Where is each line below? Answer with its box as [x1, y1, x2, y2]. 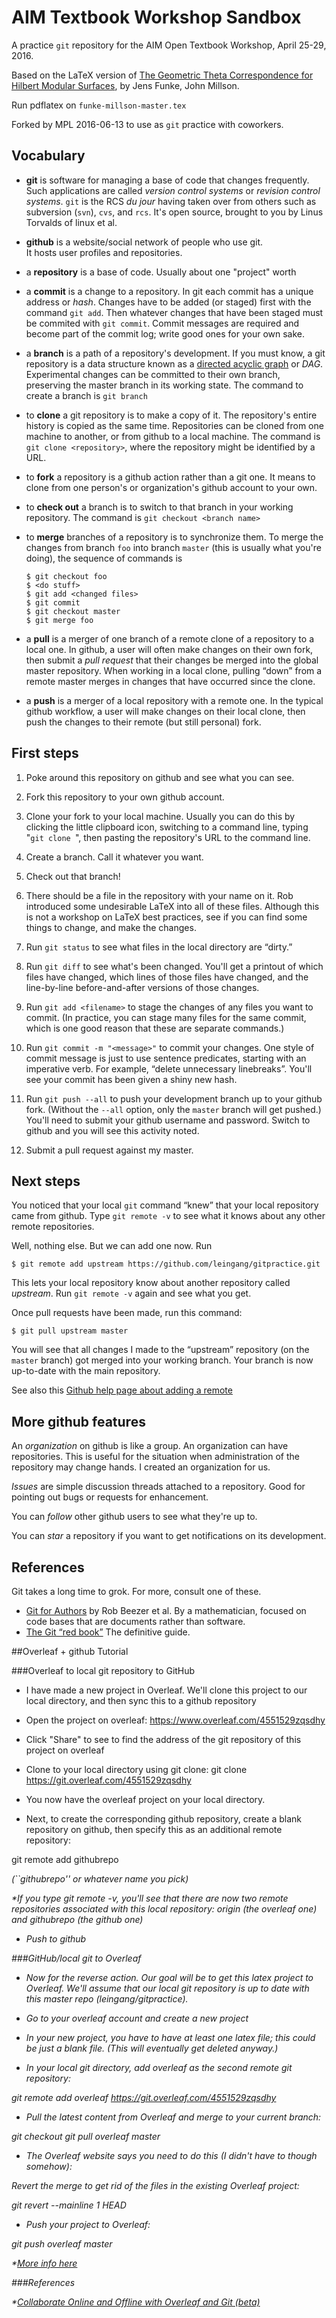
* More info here [11, 2257, 78, 2269]
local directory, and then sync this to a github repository [25, 1695, 257, 1706]
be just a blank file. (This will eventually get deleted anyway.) [25, 2042, 279, 2054]
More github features [11, 1413, 146, 1430]
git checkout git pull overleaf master [11, 2131, 161, 2142]
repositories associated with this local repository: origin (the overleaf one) [11, 1903, 318, 1915]
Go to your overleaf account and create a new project [25, 2012, 249, 2024]
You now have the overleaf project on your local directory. [25, 1794, 266, 1805]
